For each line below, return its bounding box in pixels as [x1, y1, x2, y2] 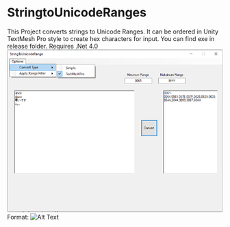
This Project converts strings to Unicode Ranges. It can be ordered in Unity [7, 27, 219, 36]
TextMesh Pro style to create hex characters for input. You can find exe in [7, 34, 215, 42]
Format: [7, 213, 29, 221]
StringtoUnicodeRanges [7, 5, 147, 21]
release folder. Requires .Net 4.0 [7, 42, 98, 50]
